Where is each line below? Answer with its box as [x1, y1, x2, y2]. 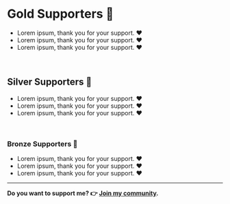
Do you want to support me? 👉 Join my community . [7, 189, 159, 197]
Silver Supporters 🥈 [7, 76, 92, 88]
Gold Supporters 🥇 [7, 6, 114, 22]
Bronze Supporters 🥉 [7, 139, 78, 149]
